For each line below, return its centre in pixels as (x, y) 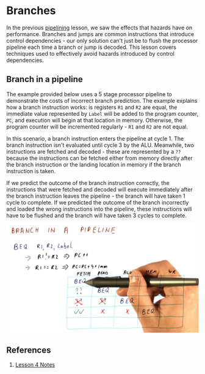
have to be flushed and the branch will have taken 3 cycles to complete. (97, 215)
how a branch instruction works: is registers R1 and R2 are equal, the (92, 107)
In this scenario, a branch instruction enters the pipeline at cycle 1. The (95, 138)
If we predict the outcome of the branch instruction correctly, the (88, 183)
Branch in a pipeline (45, 79)
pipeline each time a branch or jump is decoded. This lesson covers (92, 47)
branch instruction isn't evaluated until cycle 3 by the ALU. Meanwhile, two (100, 145)
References (29, 350)
